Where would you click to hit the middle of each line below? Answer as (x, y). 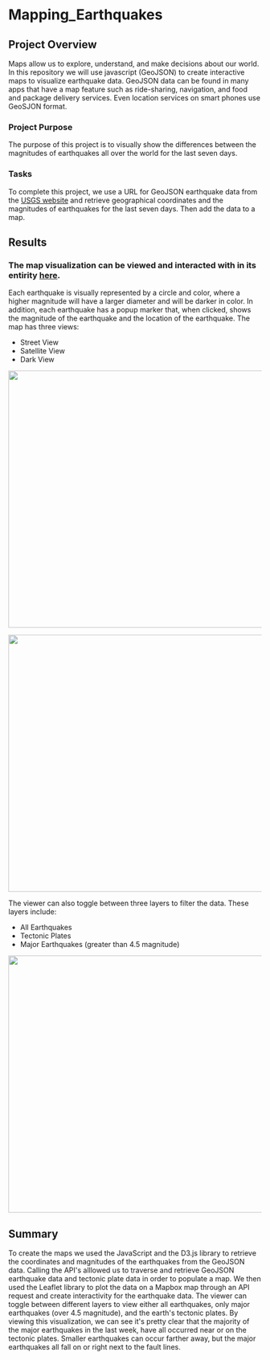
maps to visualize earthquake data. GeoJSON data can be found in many (129, 81)
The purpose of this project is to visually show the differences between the (133, 145)
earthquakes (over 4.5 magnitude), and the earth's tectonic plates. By (123, 1313)
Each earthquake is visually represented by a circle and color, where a (125, 293)
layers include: (33, 912)
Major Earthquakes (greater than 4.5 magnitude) (100, 945)
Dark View (37, 360)
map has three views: (44, 327)
